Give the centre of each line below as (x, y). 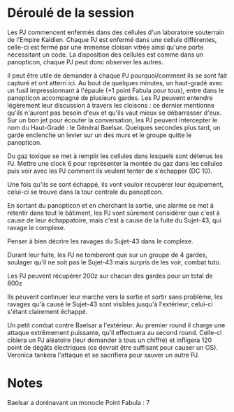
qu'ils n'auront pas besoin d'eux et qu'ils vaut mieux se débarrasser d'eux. (115, 113)
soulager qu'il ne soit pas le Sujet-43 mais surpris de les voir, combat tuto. (114, 262)
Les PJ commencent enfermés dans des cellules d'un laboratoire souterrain (116, 32)
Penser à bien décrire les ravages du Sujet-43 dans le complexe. (100, 241)
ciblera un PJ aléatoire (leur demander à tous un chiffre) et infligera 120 (110, 340)
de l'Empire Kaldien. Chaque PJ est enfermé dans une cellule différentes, (112, 39)
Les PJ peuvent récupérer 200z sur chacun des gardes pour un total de (110, 276)
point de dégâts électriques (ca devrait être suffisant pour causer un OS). (113, 347)
